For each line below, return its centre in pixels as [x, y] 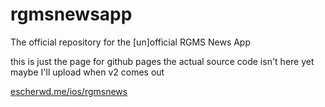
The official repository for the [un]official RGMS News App [131, 42]
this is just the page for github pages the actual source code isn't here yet [162, 61]
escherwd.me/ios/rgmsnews [69, 91]
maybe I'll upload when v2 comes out [87, 72]
